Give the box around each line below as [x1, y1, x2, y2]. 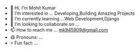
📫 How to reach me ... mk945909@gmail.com [10, 27, 108, 33]
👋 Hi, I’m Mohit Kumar [10, 5, 56, 11]
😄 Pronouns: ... [10, 34, 43, 40]
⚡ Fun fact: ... [10, 40, 38, 46]
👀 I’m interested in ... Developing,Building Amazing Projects [10, 10, 135, 16]
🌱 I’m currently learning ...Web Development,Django [10, 16, 120, 21]
